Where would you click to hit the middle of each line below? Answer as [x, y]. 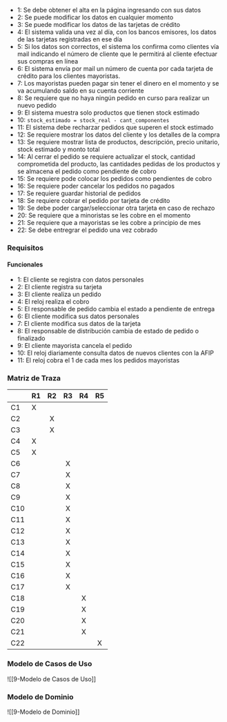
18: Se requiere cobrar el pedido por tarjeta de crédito [93, 201]
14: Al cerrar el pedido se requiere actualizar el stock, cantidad [106, 157]
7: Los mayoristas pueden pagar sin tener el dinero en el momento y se [118, 83]
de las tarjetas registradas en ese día [70, 39]
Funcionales [25, 264]
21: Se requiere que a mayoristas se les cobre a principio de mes [109, 223]
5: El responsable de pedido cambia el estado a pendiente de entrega [116, 309]
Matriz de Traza [34, 378]
